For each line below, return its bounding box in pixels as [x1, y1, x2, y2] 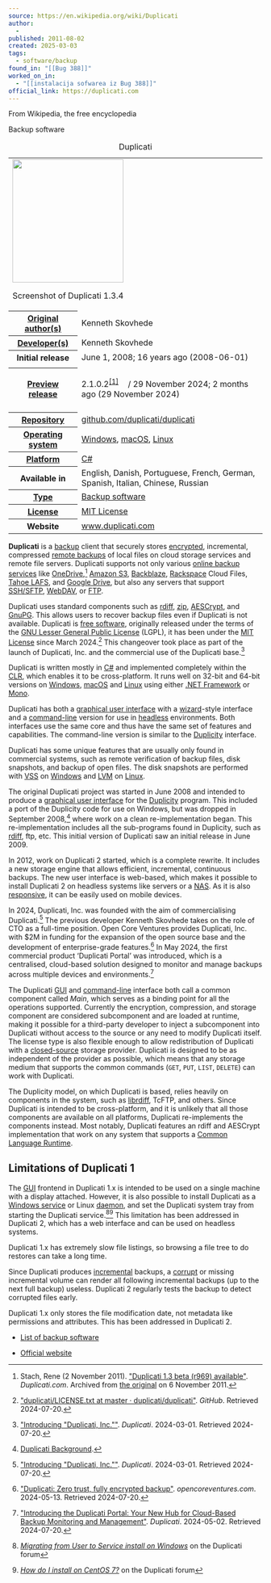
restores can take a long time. [8, 1251, 107, 1261]
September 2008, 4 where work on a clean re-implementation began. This [8, 812, 252, 824]
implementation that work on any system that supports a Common [8, 1129, 228, 1139]
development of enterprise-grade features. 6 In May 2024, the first [8, 941, 228, 952]
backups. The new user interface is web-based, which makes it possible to [8, 872, 258, 882]
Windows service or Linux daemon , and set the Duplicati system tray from [8, 1200, 254, 1210]
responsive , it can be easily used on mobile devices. [8, 889, 182, 899]
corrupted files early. [8, 1293, 78, 1303]
